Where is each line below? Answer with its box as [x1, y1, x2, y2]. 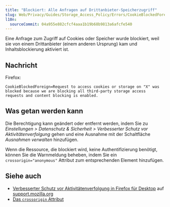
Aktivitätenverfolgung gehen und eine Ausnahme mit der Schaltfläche [5, 131, 151, 137]
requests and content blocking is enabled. [5, 93, 99, 98]
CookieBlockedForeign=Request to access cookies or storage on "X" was [5, 84, 159, 89]
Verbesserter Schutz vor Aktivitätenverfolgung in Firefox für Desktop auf [12, 185, 164, 191]
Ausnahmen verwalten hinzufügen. [5, 136, 78, 143]
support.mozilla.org [12, 191, 54, 197]
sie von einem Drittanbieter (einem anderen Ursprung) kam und [5, 41, 138, 47]
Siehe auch [5, 172, 41, 181]
